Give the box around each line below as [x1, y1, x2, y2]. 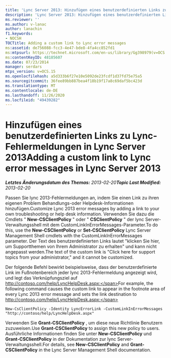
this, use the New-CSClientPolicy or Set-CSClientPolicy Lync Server [5, 227, 151, 233]
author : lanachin [5, 26, 42, 32]
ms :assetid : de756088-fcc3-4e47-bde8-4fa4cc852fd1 [5, 45, 115, 50]
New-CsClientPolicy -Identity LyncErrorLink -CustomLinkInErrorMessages [5, 307, 163, 312]
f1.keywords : [5, 31, 33, 36]
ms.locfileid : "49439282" [5, 97, 60, 102]
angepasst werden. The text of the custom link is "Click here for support [5, 249, 155, 255]
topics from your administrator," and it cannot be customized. [5, 254, 134, 260]
